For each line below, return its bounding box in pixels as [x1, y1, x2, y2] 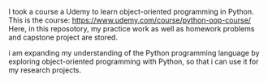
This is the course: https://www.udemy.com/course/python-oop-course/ [8, 15, 252, 25]
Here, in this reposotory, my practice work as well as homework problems [8, 24, 255, 33]
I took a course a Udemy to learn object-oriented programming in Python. [8, 7, 254, 16]
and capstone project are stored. [8, 32, 118, 42]
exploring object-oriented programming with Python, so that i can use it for [8, 56, 259, 66]
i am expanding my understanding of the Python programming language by [8, 48, 260, 57]
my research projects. [8, 65, 82, 75]
